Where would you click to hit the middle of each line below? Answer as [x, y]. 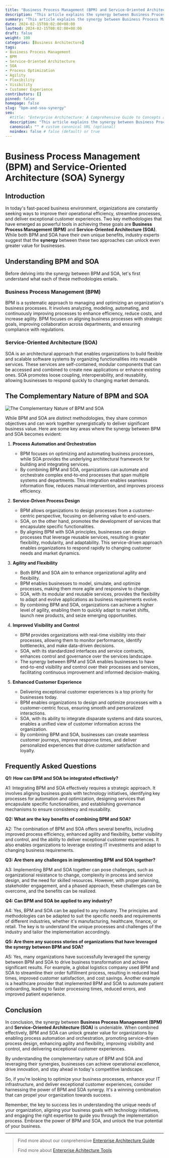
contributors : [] [23, 94]
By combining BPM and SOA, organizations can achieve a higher [87, 604]
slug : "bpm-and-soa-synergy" [36, 108]
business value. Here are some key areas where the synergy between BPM [83, 428]
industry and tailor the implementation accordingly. [58, 932]
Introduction [25, 196]
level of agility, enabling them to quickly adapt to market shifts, [85, 610]
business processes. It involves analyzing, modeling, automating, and [77, 308]
